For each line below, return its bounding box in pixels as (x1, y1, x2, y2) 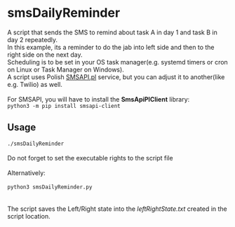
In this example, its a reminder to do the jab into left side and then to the (7, 43, 215, 51)
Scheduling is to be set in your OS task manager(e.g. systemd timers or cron (7, 57, 228, 66)
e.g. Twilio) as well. (7, 80, 63, 88)
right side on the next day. (7, 50, 83, 59)
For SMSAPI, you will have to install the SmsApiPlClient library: (7, 95, 190, 103)
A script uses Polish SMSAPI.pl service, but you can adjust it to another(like (7, 72, 225, 81)
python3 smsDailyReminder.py (7, 184, 93, 191)
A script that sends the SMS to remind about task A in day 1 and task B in (7, 28, 217, 36)
